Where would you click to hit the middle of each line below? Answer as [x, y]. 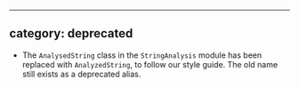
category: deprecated [71, 33]
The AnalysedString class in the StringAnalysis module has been [142, 55]
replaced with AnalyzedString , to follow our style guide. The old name [150, 64]
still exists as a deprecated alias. [81, 74]
